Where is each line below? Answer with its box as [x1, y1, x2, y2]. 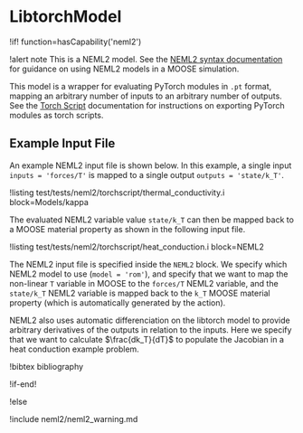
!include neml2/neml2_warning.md [9, 413, 138, 424]
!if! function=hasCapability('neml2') [9, 36, 142, 47]
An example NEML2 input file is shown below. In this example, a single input [9, 160, 292, 171]
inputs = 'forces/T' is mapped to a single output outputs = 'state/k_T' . [9, 169, 285, 180]
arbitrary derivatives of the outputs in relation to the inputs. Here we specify [9, 324, 292, 335]
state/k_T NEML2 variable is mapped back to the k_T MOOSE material [9, 287, 270, 298]
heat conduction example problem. [9, 344, 140, 354]
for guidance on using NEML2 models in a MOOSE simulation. [9, 63, 240, 74]
